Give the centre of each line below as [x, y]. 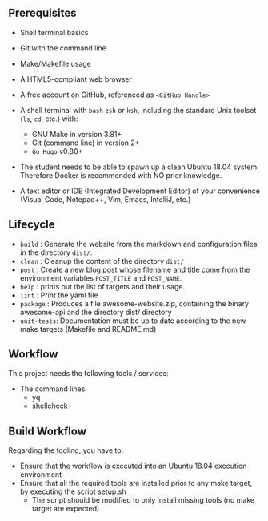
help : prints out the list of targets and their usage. [102, 286]
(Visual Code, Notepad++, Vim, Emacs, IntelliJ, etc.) [105, 199]
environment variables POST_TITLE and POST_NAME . [101, 278]
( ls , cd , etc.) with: [49, 119]
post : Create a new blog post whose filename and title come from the [135, 269]
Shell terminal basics [54, 32]
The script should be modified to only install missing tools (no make [143, 500]
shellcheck [50, 406]
